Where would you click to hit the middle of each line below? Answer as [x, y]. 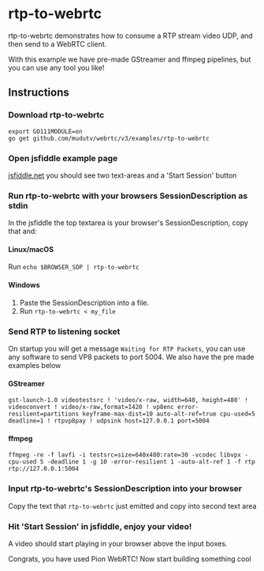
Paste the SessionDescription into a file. [84, 302]
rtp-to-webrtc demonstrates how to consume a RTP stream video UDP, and [131, 36]
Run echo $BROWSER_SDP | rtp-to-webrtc [74, 267]
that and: [22, 231]
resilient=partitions [44, 414]
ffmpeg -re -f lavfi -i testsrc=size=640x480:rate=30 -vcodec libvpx [125, 455]
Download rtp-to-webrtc [56, 115]
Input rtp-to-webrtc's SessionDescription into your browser [125, 489]
